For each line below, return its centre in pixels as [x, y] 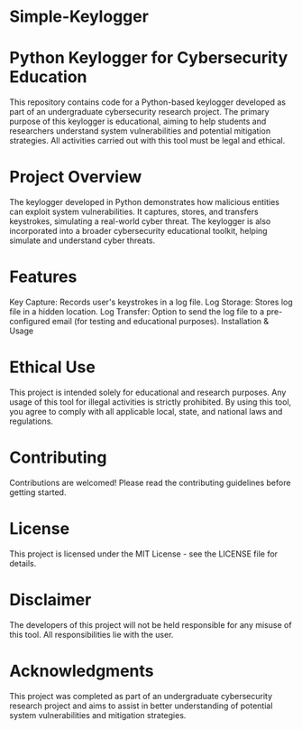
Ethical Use [53, 367]
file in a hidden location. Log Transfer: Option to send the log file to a [137, 312]
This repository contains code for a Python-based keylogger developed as [148, 102]
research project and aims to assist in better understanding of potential [141, 706]
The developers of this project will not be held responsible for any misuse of [151, 624]
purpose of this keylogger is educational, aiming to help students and [138, 122]
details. [23, 563]
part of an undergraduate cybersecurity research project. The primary [139, 112]
